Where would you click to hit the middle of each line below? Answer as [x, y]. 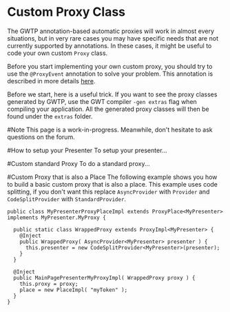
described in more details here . [51, 81]
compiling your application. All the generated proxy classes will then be [108, 109]
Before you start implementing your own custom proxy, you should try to [110, 66]
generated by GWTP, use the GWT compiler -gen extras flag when [102, 101]
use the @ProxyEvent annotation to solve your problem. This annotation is [110, 74]
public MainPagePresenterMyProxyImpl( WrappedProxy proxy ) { [104, 278]
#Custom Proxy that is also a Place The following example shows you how [112, 177]
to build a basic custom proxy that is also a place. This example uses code [113, 184]
